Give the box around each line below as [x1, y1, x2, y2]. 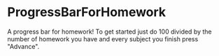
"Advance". [7, 42, 40, 50]
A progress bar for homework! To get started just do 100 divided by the [7, 27, 212, 36]
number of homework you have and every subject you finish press [7, 34, 199, 43]
